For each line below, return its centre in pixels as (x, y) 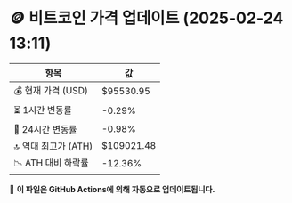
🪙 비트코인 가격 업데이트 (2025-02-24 (146, 18)
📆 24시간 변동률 (45, 129)
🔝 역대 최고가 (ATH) (53, 146)
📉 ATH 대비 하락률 (51, 163)
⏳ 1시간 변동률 (43, 110)
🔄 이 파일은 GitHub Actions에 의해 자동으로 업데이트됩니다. (112, 189)
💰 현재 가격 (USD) (51, 90)
